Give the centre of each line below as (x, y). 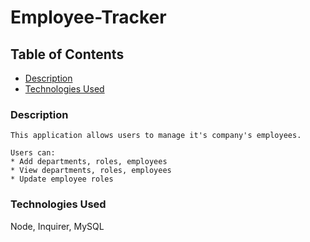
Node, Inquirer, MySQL (57, 226)
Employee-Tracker (88, 17)
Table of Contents (67, 54)
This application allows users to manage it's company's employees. (156, 136)
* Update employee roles (62, 179)
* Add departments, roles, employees (89, 162)
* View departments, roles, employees (91, 171)
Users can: (33, 153)
